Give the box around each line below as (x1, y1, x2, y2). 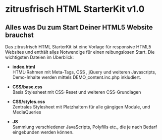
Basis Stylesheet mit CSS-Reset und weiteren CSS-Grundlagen (12, 89, 141, 95)
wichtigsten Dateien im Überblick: (5, 54, 74, 60)
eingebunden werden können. (12, 129, 74, 135)
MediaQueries (12, 109, 41, 115)
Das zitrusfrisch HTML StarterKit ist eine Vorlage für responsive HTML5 (5, 44, 152, 50)
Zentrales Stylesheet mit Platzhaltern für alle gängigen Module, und (12, 104, 150, 109)
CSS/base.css (12, 84, 43, 90)
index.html (12, 64, 36, 70)
